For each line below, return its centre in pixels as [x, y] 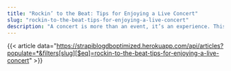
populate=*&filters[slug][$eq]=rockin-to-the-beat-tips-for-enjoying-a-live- [113, 53]
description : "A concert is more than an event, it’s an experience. [109, 26]
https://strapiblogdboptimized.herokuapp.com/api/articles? [140, 46]
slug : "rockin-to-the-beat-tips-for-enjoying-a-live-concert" [98, 20]
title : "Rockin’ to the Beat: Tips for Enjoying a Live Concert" [102, 13]
